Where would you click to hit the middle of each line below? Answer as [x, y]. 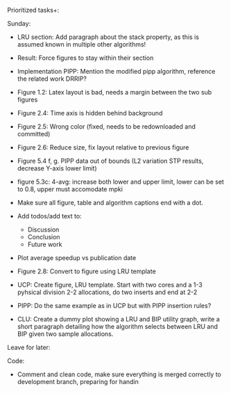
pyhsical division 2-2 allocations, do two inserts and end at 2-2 [107, 292]
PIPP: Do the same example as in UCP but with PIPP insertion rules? [114, 306]
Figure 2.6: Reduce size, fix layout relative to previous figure [103, 147]
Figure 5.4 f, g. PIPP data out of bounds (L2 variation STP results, [110, 161]
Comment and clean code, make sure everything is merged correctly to [119, 374]
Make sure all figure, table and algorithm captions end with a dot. [110, 202]
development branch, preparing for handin [78, 382]
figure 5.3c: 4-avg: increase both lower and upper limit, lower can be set [120, 182]
